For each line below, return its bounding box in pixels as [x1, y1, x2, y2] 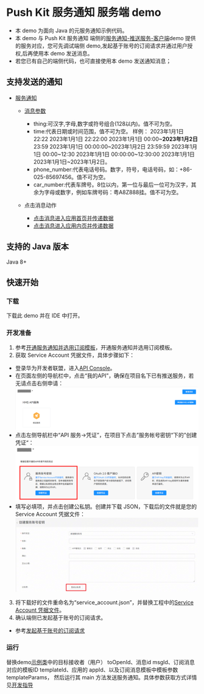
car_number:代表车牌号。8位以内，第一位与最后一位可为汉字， [33, 181, 192, 188]
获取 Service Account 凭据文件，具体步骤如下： [15, 351, 135, 359]
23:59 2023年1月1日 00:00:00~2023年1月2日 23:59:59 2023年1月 [33, 142, 198, 150]
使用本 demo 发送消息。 [32, 49, 93, 57]
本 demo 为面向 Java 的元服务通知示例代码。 [15, 27, 128, 34]
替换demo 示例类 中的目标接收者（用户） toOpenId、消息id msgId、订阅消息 [6, 658, 195, 665]
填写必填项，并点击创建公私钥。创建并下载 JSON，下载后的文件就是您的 [15, 503, 197, 510]
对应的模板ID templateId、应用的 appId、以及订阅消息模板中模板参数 [6, 666, 178, 673]
